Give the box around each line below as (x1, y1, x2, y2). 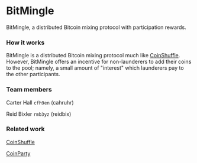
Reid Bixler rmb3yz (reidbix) (6, 110, 72, 118)
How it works (6, 38, 45, 47)
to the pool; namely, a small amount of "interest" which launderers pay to (6, 64, 185, 71)
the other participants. (6, 71, 60, 78)
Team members (6, 86, 52, 94)
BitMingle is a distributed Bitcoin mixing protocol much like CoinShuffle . (6, 52, 180, 59)
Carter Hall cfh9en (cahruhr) (6, 99, 74, 106)
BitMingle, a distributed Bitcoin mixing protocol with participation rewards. (6, 24, 186, 31)
